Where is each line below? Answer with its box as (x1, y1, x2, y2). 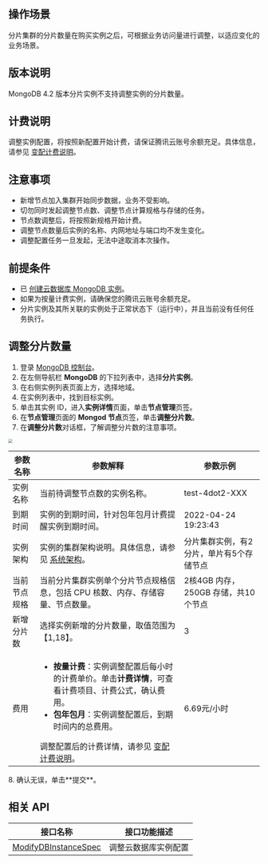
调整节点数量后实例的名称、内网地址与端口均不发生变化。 (19, 226, 209, 235)
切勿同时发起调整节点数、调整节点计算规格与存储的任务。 (19, 206, 209, 215)
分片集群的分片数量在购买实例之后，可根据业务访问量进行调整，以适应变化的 (8, 30, 260, 40)
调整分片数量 (8, 339, 72, 354)
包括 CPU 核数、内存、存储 (55, 586, 157, 598)
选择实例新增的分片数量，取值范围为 (39, 619, 176, 630)
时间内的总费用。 (53, 721, 118, 732)
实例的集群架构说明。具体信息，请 (39, 542, 168, 553)
